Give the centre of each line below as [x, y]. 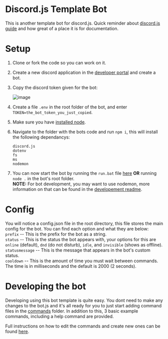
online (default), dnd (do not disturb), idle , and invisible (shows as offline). [84, 245]
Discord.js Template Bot [56, 9]
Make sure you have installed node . [49, 122]
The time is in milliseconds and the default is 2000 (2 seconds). [71, 266]
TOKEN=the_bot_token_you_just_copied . [52, 112]
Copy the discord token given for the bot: [55, 87]
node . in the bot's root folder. [43, 178]
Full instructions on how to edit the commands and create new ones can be [83, 326]
